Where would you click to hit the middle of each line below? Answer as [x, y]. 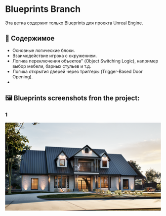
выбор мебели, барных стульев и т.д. [52, 66]
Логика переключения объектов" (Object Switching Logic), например [85, 61]
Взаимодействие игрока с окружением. [55, 55]
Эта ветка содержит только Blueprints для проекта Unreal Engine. [74, 23]
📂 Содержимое [30, 38]
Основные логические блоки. [43, 50]
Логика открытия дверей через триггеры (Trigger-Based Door [78, 71]
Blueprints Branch [43, 9]
